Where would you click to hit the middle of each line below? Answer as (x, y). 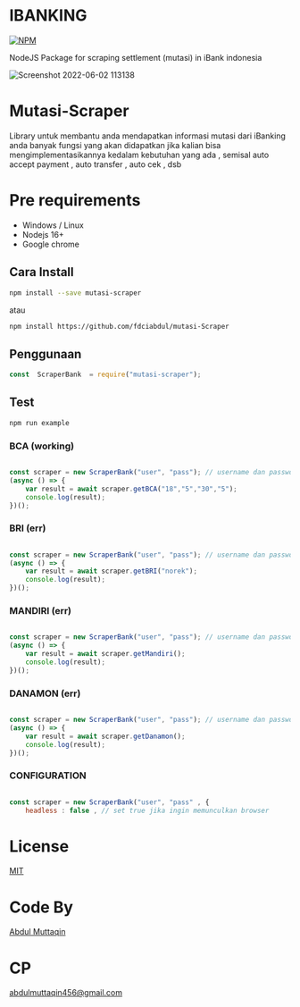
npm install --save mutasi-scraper (75, 293)
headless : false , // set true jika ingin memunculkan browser (147, 810)
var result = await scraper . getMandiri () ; (105, 654)
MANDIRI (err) (40, 611)
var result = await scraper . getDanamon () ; (105, 736)
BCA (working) (42, 446)
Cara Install (42, 272)
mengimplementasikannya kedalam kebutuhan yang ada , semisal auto (139, 155)
